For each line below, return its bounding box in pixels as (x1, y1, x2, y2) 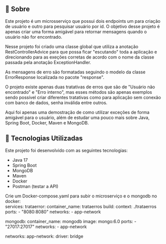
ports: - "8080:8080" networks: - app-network (5, 209, 101, 215)
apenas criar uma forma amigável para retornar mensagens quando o (5, 28, 147, 35)
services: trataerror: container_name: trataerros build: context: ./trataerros (5, 203, 157, 209)
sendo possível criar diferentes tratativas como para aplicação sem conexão (5, 94, 161, 100)
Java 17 (12, 157, 28, 163)
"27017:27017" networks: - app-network (5, 224, 87, 230)
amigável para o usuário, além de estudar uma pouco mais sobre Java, (5, 115, 150, 121)
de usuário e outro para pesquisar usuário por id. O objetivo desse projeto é (5, 23, 160, 29)
